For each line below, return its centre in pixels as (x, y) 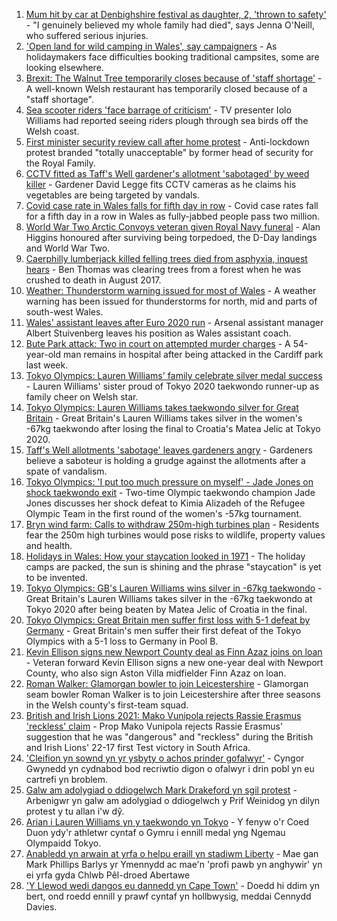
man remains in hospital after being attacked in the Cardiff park (193, 354)
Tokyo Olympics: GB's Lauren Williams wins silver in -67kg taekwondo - (174, 588)
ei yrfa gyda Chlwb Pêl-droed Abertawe (108, 875)
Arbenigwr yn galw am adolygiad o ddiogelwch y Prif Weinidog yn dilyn (173, 800)
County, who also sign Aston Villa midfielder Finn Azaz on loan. (156, 673)
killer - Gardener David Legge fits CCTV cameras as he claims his (161, 184)
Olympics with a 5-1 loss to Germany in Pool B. (122, 641)
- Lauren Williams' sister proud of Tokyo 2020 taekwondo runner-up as (172, 386)
